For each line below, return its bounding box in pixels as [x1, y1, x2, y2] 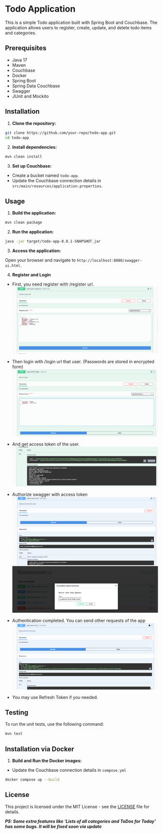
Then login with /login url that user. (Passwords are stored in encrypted [12, 359, 154, 365]
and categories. [5, 30, 36, 36]
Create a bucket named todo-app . [12, 173, 79, 178]
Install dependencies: [12, 144, 57, 150]
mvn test [5, 731, 23, 737]
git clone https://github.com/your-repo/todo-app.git [5, 130, 116, 135]
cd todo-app [5, 136, 29, 140]
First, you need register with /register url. [12, 281, 94, 287]
